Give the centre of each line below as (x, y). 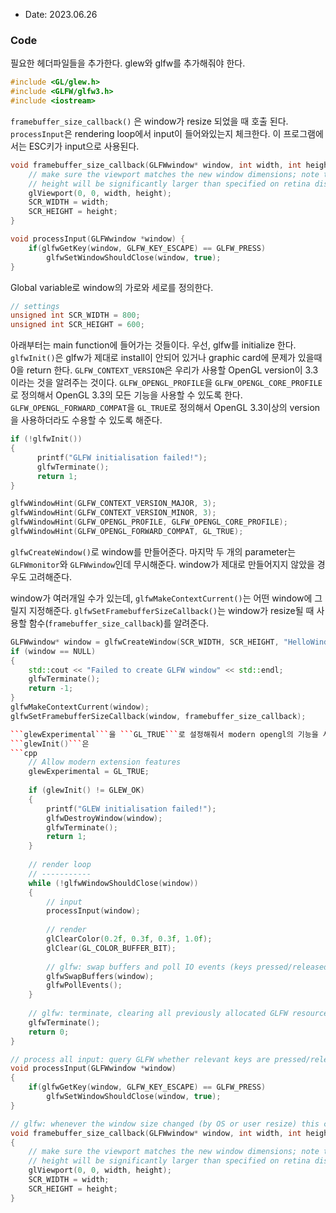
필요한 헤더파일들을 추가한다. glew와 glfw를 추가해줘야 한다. (128, 63)
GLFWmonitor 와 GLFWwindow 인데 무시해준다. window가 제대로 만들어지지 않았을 (162, 564)
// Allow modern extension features (105, 762)
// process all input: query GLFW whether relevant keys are (140, 1059)
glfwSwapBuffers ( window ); (100, 976)
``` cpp (24, 753)
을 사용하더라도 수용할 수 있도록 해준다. (86, 420)
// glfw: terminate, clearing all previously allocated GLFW (158, 1014)
